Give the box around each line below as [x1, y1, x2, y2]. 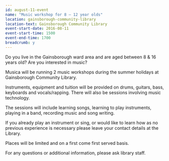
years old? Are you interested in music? [5, 59, 88, 65]
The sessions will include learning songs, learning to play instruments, [5, 104, 152, 111]
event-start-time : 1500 [5, 31, 56, 36]
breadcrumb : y [5, 40, 35, 45]
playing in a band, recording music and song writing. [5, 110, 115, 116]
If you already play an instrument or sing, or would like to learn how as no [5, 119, 158, 126]
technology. [5, 95, 30, 101]
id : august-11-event [5, 7, 49, 13]
